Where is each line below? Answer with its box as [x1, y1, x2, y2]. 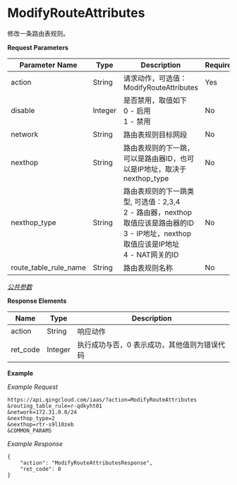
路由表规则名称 [123, 263, 174, 273]
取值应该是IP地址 [123, 239, 180, 249]
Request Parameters [7, 43, 69, 52]
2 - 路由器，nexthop [123, 207, 193, 217]
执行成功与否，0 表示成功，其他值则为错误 [77, 340, 219, 349]
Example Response [7, 439, 63, 448]
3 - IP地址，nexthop [123, 228, 192, 238]
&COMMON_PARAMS [7, 427, 52, 434]
